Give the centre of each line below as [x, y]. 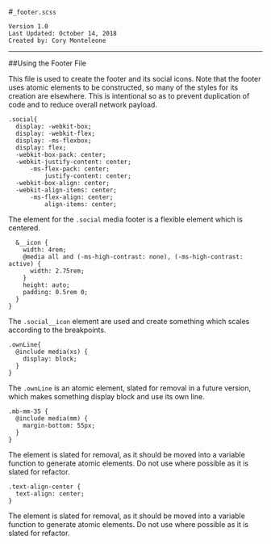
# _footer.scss [32, 12]
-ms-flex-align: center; [71, 197]
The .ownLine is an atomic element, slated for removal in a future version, [130, 388]
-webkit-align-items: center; [66, 190]
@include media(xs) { [52, 352]
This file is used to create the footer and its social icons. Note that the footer [135, 79]
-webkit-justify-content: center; [73, 162]
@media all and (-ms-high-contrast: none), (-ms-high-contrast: [133, 257]
